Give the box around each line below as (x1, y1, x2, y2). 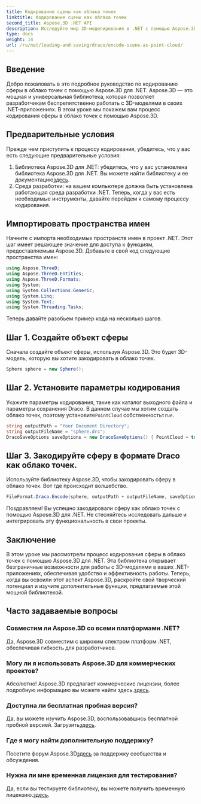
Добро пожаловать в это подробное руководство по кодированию (6, 80, 178, 87)
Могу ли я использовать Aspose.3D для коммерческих (6, 659, 176, 668)
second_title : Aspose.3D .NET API (6, 20, 93, 26)
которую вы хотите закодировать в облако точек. (28, 354, 156, 362)
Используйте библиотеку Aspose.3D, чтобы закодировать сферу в (6, 476, 176, 483)
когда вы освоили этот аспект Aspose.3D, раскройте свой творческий (6, 576, 187, 583)
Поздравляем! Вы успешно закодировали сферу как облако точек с (6, 505, 181, 512)
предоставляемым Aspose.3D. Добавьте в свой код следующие (6, 247, 170, 254)
